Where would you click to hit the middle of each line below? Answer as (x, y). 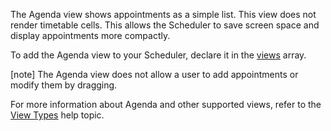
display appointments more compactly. (90, 35)
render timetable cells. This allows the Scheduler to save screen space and (165, 25)
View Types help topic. (57, 115)
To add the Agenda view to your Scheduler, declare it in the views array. (158, 55)
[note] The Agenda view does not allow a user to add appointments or (154, 74)
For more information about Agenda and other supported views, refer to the (166, 104)
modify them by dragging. (64, 85)
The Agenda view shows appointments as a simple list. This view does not (163, 14)
